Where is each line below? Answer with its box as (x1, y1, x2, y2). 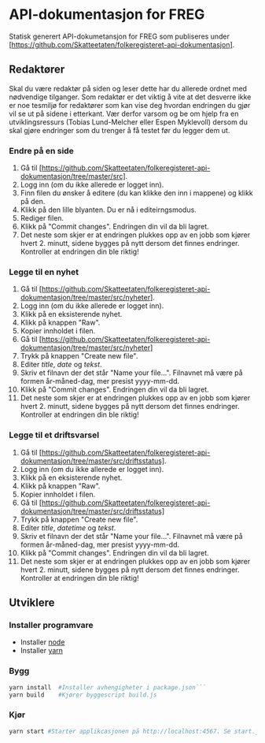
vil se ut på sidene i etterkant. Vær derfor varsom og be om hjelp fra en (9, 109, 239, 118)
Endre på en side (9, 145, 74, 156)
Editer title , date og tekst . (20, 360, 102, 370)
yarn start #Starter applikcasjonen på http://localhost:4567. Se (9, 727, 231, 735)
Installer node (20, 637, 65, 647)
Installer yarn (20, 646, 64, 656)
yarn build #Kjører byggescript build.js (9, 691, 157, 699)
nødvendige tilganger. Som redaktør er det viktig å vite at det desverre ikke (9, 92, 252, 102)
